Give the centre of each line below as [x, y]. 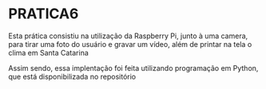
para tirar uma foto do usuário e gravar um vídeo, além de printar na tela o [130, 44]
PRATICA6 [44, 14]
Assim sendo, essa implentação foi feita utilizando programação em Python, [133, 68]
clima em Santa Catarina [49, 52]
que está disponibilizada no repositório [72, 76]
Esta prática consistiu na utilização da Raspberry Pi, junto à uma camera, [128, 36]
